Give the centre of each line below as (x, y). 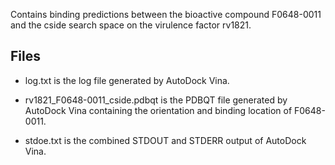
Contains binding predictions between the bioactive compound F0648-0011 (166, 14)
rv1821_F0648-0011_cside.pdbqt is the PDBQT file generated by (156, 100)
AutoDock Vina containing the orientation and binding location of (158, 110)
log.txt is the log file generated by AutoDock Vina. (127, 80)
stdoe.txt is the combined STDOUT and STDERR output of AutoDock (165, 140)
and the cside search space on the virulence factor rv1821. (131, 25)
